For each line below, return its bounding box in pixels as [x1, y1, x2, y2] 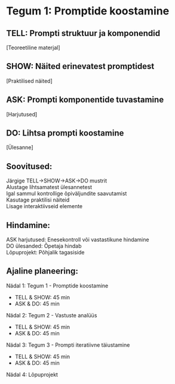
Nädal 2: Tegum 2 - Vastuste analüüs [6, 311, 97, 319]
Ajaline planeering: [6, 266, 79, 277]
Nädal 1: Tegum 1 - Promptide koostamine [6, 282, 109, 289]
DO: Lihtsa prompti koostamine [6, 128, 124, 139]
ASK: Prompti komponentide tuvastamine [6, 95, 164, 105]
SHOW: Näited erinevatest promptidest [6, 61, 155, 71]
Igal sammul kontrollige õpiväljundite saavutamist [6, 190, 127, 197]
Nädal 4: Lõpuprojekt [6, 371, 59, 378]
